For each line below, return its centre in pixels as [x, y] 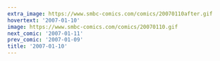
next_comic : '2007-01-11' [45, 33]
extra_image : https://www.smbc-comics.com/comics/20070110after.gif [110, 14]
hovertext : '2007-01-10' [44, 20]
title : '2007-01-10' [38, 46]
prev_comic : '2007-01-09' [45, 40]
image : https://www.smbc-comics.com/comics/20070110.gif [93, 27]
